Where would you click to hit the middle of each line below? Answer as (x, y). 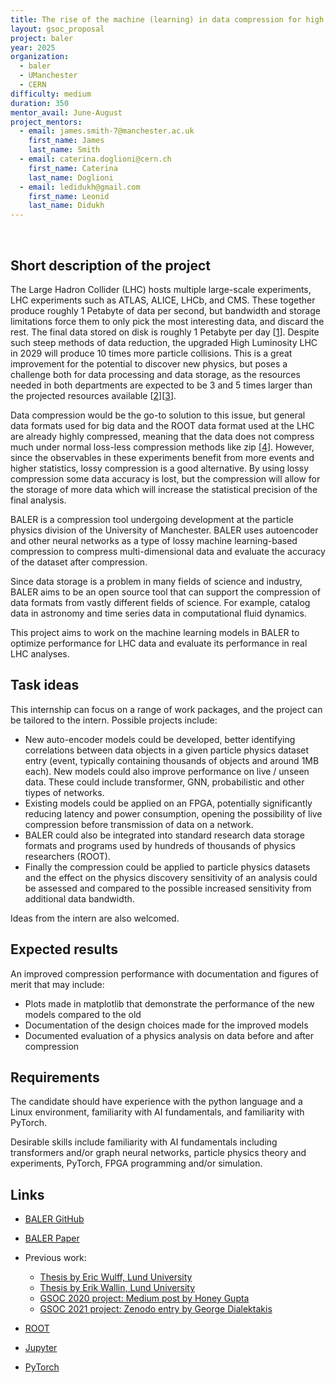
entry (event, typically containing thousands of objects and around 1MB (172, 760)
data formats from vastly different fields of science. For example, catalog (160, 602)
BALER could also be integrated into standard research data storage (164, 835)
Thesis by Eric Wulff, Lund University (116, 1277)
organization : (40, 57)
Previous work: (55, 1258)
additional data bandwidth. (79, 898)
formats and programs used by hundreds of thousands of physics (160, 845)
